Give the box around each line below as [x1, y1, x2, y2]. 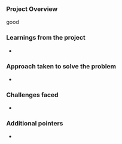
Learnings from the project [6, 34, 86, 42]
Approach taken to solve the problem [6, 62, 117, 70]
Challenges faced [6, 91, 59, 99]
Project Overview [6, 5, 58, 13]
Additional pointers [6, 119, 63, 128]
